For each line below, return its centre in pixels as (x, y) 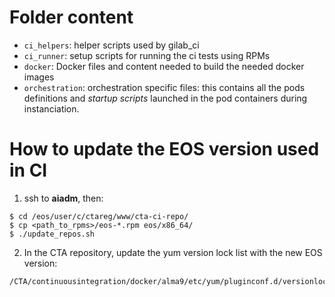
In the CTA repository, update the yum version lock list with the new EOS (173, 252)
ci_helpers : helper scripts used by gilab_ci (111, 45)
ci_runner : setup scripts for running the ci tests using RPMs (147, 55)
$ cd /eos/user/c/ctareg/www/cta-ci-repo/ (99, 216)
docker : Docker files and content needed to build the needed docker (164, 66)
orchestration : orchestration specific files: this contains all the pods (164, 87)
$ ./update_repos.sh (52, 234)
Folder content (71, 17)
